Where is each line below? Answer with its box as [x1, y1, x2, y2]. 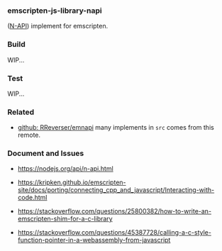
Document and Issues [7, 148, 84, 158]
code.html [17, 194, 48, 202]
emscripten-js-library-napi [7, 6, 102, 16]
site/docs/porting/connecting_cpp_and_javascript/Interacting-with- [17, 186, 215, 194]
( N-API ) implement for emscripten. [7, 22, 109, 30]
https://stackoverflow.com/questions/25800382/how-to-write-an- [17, 207, 211, 216]
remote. [17, 130, 41, 140]
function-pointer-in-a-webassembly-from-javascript [17, 236, 171, 245]
